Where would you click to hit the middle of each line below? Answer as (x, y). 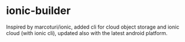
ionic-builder (38, 11)
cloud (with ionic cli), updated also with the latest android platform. (87, 33)
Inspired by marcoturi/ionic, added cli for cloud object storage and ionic (93, 27)
